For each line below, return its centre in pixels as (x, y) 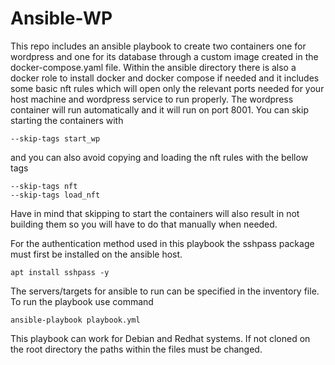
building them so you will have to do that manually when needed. (144, 224)
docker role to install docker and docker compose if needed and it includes (165, 78)
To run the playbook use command (82, 301)
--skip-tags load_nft (55, 195)
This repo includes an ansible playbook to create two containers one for (158, 46)
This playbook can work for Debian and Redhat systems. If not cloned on (160, 338)
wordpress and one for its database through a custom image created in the (164, 56)
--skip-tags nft (44, 186)
